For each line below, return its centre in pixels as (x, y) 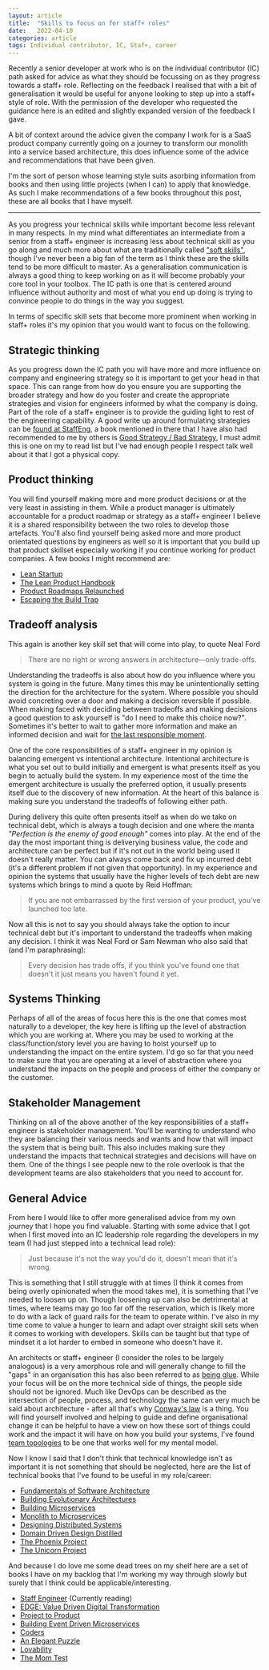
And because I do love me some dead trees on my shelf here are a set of (128, 1566)
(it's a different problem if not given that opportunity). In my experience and (133, 867)
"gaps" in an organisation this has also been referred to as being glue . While (134, 1375)
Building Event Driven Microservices (80, 1624)
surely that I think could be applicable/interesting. (90, 1583)
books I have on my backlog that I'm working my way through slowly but (128, 1574)
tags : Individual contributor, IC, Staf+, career (93, 46)
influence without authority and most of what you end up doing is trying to (131, 292)
